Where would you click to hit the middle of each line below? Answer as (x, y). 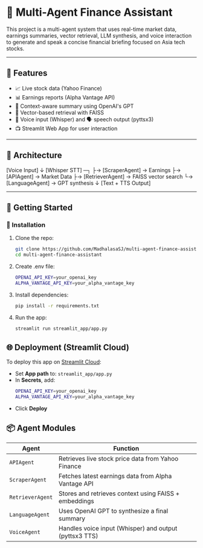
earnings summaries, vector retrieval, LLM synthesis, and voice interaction (99, 35)
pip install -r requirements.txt (57, 306)
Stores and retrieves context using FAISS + (119, 493)
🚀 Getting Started (40, 208)
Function (126, 448)
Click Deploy (31, 409)
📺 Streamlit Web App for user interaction (66, 128)
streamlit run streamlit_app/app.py (61, 329)
